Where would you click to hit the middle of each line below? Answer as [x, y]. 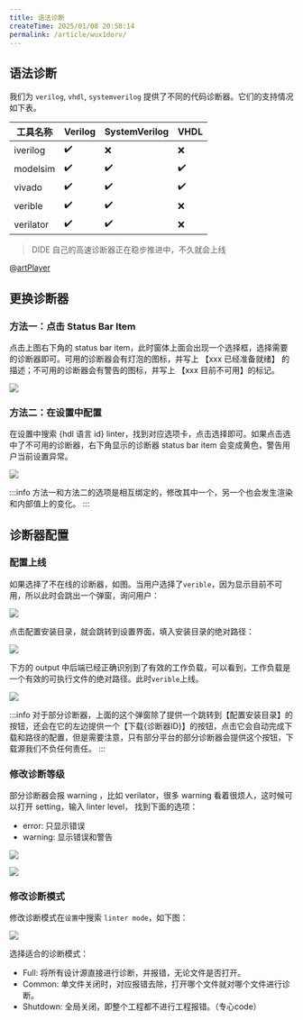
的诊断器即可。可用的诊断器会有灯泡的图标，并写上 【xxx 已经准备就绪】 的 [150, 359]
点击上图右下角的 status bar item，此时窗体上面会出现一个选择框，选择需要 [149, 347]
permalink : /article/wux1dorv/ [68, 34]
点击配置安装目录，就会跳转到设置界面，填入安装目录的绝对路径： [132, 631]
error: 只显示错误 [54, 826]
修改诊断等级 [37, 774]
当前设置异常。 [45, 457]
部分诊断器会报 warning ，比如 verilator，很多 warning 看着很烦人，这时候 [147, 796]
